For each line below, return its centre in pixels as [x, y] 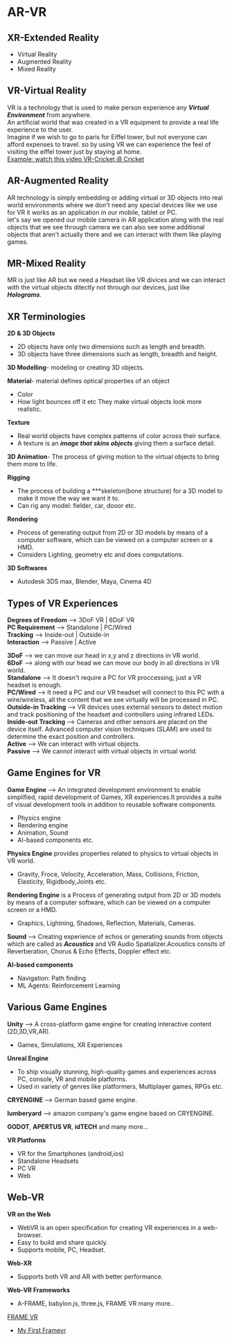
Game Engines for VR [54, 773]
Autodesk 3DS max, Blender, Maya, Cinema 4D [84, 581]
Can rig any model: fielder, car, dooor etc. [77, 506]
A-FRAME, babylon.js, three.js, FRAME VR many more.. [96, 1303]
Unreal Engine [28, 1058]
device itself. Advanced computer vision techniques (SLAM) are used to [110, 729]
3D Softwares [27, 568]
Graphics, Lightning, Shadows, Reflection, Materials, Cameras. [106, 923]
